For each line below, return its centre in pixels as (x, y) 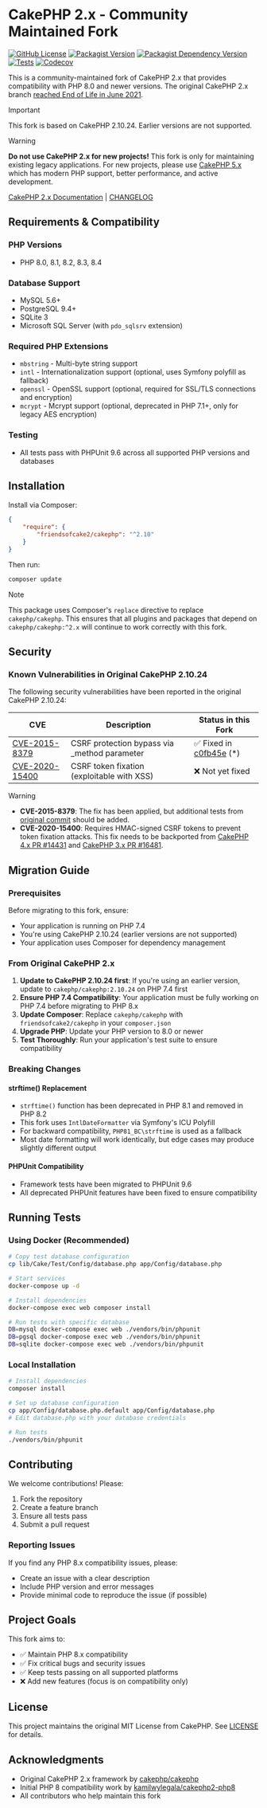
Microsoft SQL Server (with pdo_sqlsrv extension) (101, 325)
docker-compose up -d (44, 1286)
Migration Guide (49, 870)
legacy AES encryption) (58, 414)
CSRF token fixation (107, 767)
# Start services (37, 1279)
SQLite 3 (34, 317)
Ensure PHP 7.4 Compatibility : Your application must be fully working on (139, 998)
